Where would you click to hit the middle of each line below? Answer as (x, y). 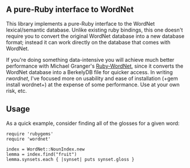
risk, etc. (17, 90)
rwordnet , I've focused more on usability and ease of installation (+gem (92, 78)
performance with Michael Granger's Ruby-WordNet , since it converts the (95, 66)
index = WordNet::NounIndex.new (45, 149)
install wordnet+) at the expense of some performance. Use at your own (93, 85)
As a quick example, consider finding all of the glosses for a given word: (93, 123)
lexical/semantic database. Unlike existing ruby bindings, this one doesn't (94, 30)
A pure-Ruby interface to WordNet (70, 10)
